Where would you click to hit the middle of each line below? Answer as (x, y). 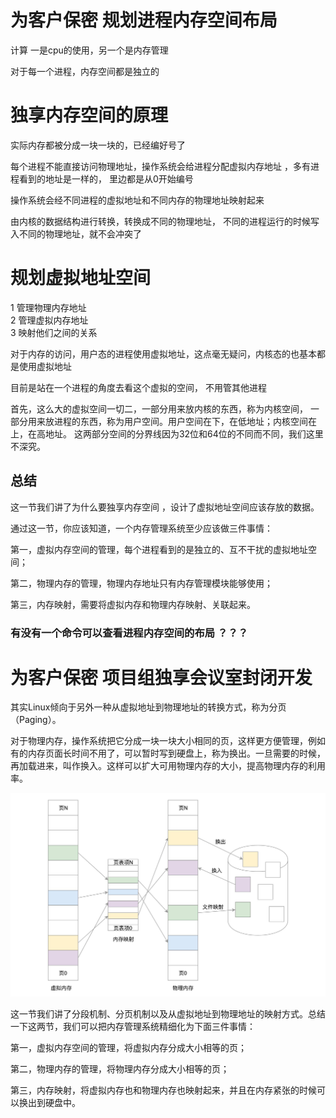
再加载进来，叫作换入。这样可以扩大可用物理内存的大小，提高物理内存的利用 (168, 766)
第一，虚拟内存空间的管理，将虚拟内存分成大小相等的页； (128, 1047)
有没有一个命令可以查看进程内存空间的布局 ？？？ (129, 633)
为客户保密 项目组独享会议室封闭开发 (161, 677)
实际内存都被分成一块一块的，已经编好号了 (98, 145)
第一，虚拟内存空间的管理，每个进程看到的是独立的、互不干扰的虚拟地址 (159, 549)
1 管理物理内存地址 (48, 307)
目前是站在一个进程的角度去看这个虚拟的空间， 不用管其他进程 (138, 387)
